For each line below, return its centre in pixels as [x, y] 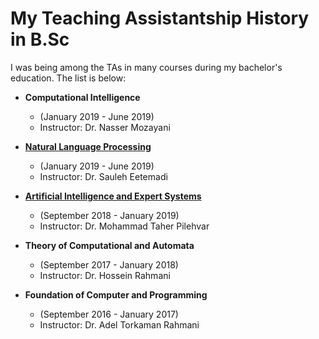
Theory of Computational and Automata [109, 245]
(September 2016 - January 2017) [109, 314]
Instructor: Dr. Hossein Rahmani [105, 275]
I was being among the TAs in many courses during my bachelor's [146, 67]
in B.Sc [40, 39]
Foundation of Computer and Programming [116, 294]
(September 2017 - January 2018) [109, 264]
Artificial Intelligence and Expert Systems [113, 196]
